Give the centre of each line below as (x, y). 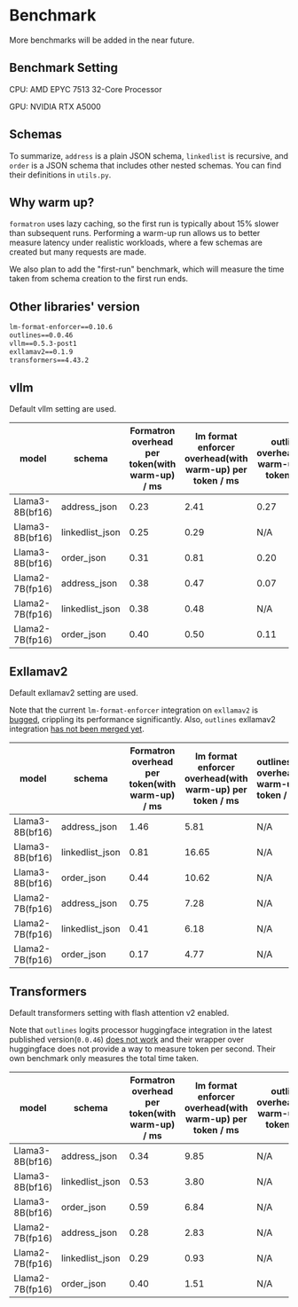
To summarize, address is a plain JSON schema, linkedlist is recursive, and (149, 155)
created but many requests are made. (78, 252)
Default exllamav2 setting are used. (74, 693)
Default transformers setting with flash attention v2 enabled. (119, 1013)
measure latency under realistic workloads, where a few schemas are (136, 243)
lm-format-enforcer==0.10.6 (61, 327)
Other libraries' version (74, 307)
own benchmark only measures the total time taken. (104, 1058)
